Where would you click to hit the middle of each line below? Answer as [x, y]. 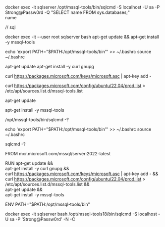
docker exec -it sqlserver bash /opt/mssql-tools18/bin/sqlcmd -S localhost [81, 214]
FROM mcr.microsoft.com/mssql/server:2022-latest [58, 154]
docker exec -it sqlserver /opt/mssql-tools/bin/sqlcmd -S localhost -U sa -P [82, 7]
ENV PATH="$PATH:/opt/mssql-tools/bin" [48, 204]
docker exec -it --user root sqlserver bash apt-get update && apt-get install [82, 37]
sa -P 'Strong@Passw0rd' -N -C [42, 219]
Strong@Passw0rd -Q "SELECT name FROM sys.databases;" [68, 12]
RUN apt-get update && [29, 163]
